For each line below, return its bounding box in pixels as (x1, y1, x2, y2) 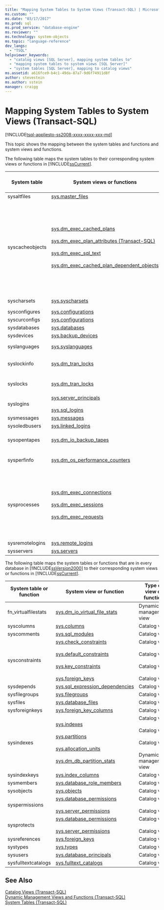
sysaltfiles (7, 193, 31, 200)
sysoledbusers (7, 423, 41, 430)
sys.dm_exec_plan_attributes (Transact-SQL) (51, 238, 155, 245)
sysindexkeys (7, 772, 39, 779)
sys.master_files (51, 193, 89, 200)
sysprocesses (7, 501, 40, 508)
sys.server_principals (51, 394, 101, 401)
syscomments (7, 631, 40, 638)
